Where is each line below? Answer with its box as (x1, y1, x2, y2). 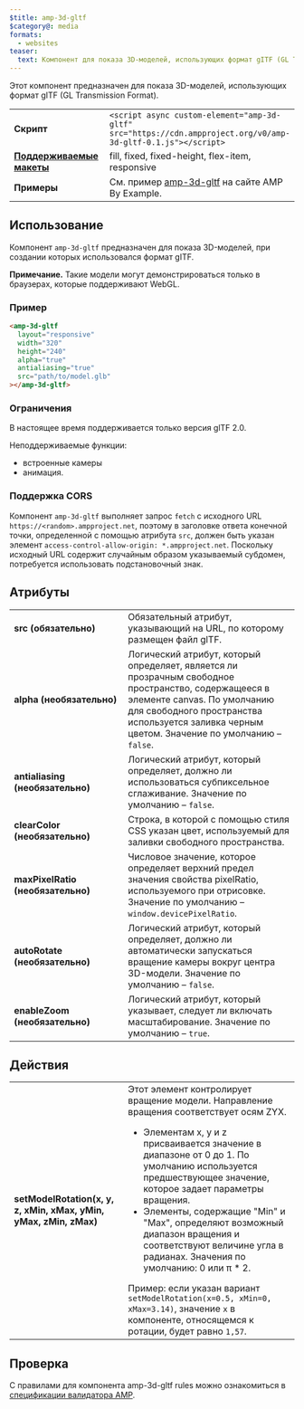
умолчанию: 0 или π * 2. (143, 1261, 252, 1274)
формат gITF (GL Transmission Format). (9, 90, 159, 100)
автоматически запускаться (128, 944, 253, 957)
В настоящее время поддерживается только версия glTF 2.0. (9, 423, 247, 433)
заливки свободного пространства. (128, 835, 285, 848)
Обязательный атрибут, (128, 610, 233, 623)
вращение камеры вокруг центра (128, 956, 276, 968)
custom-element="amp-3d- (174, 110, 281, 120)
